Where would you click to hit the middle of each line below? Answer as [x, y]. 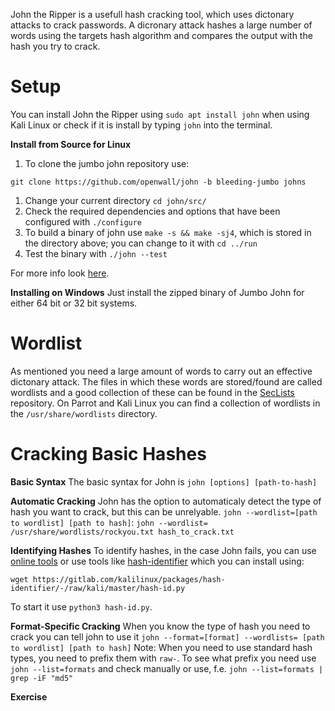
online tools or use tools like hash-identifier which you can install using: [157, 561]
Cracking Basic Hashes [108, 454]
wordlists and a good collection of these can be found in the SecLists [152, 392]
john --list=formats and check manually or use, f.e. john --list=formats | [167, 668]
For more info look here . [60, 273]
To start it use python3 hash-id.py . [81, 606]
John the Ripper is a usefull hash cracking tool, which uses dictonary [152, 14]
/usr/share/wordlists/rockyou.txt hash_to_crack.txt [122, 532]
